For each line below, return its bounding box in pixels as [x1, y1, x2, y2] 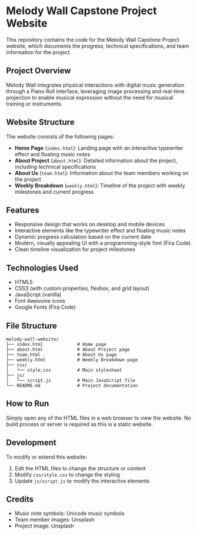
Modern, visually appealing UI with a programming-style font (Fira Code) [14, 240, 191, 247]
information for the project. [6, 48, 72, 55]
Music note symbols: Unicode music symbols [14, 510, 125, 517]
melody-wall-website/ [6, 336, 59, 342]
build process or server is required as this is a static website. [6, 420, 153, 428]
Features [6, 205, 39, 215]
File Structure [6, 321, 57, 331]
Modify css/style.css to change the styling [14, 471, 121, 478]
